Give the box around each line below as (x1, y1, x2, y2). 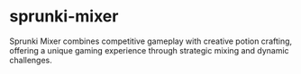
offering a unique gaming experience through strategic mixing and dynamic (9, 45, 290, 55)
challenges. (9, 54, 52, 65)
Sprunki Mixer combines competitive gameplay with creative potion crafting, (9, 36, 293, 46)
